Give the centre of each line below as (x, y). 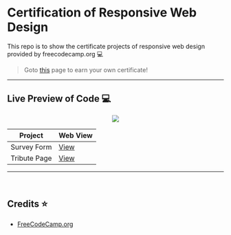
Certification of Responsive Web (102, 13)
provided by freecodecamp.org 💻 (55, 54)
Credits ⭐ (27, 204)
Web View (75, 135)
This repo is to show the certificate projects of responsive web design (106, 46)
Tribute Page (31, 158)
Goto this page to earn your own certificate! (86, 69)
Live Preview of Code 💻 (59, 99)
